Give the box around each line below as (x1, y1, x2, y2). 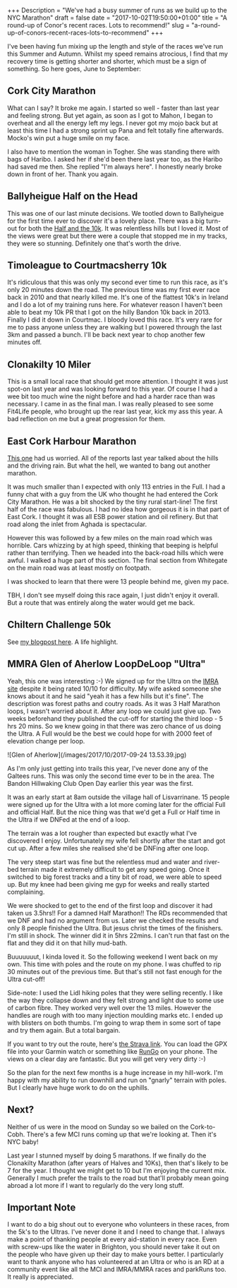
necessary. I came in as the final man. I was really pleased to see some (7, 400, 214, 408)
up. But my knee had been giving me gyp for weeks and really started (7, 880, 209, 888)
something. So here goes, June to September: (7, 65, 141, 73)
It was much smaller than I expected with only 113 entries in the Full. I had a (7, 482, 226, 491)
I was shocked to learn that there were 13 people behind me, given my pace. (7, 578, 229, 586)
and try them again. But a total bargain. (7, 1026, 121, 1034)
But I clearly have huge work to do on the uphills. (7, 1083, 150, 1092)
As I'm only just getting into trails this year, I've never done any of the (7, 764, 209, 772)
